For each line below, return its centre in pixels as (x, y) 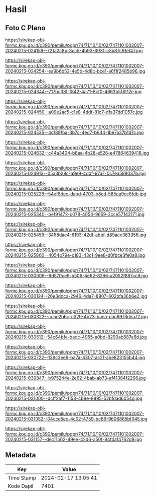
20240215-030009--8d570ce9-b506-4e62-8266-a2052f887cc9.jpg (76, 276)
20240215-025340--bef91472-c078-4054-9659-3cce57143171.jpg (75, 214)
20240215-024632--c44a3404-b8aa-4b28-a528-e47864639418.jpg (77, 153)
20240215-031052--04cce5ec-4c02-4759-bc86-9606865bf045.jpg (76, 419)
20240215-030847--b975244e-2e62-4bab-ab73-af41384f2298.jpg (76, 378)
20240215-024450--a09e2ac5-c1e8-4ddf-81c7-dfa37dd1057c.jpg (74, 112)
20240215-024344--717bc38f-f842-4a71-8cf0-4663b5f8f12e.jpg (73, 91)
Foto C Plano (25, 28)
